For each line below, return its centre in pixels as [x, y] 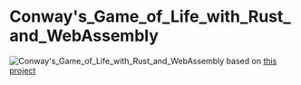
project [23, 71]
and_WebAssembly [84, 36]
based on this [252, 61]
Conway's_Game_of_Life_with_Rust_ [150, 17]
